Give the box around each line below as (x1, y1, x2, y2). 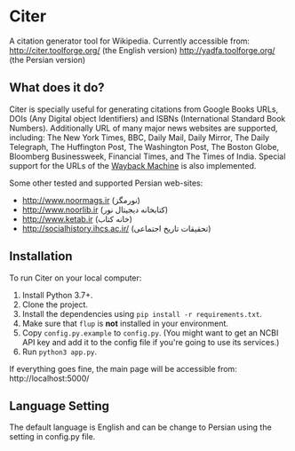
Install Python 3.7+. (21, 289, 93, 300)
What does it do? (9, 80, 105, 95)
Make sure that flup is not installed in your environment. (21, 318, 229, 328)
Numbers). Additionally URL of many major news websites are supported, (9, 123, 278, 133)
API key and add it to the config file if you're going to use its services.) (21, 336, 280, 347)
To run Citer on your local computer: (9, 273, 142, 283)
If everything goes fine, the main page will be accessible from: (9, 363, 237, 374)
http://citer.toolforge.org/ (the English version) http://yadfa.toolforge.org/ (9, 44, 275, 55)
